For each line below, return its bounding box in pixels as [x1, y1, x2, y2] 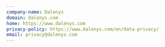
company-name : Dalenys [6, 9, 64, 15]
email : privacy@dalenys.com [6, 32, 78, 38]
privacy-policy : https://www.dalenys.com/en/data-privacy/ [6, 26, 160, 32]
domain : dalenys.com [6, 15, 59, 21]
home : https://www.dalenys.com [6, 20, 86, 26]
